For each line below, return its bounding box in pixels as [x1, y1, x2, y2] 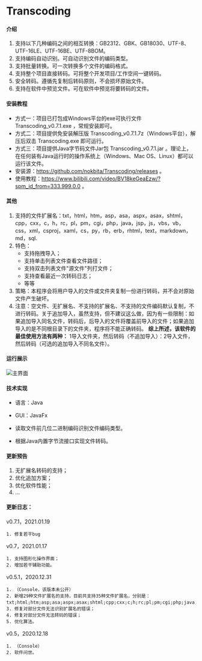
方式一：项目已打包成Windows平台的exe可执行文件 [14, 115, 142, 122]
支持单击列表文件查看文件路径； [23, 257, 103, 264]
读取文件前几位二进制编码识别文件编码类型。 [14, 425, 126, 432]
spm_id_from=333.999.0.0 [14, 182, 81, 189]
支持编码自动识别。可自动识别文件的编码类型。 [14, 55, 131, 62]
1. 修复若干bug [6, 531, 41, 537]
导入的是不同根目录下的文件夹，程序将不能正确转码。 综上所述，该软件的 [14, 324, 196, 332]
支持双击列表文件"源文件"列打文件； [23, 264, 114, 272]
